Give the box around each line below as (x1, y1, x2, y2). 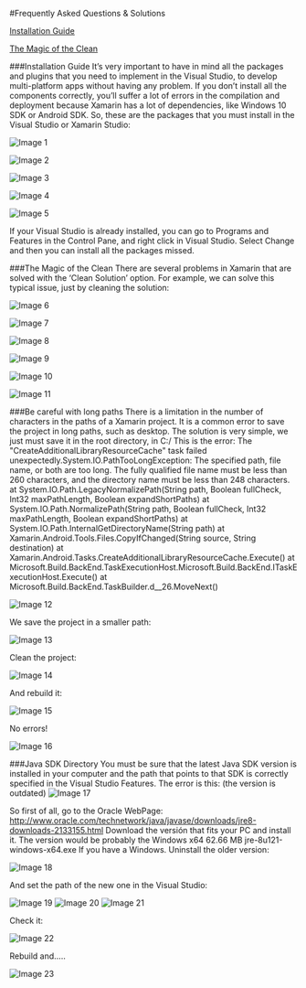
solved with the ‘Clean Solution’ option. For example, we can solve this (9, 273, 275, 283)
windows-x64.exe (9, 844, 78, 854)
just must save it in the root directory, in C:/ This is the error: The (9, 435, 253, 446)
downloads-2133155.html (9, 825, 104, 835)
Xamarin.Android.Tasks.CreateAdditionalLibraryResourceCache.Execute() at (9, 553, 295, 563)
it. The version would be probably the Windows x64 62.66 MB (9, 834, 243, 845)
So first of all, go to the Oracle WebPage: (9, 805, 164, 816)
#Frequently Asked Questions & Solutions (9, 8, 166, 18)
